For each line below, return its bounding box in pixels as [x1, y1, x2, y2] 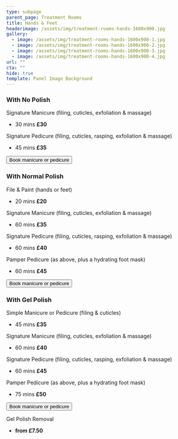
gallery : [6, 31, 28, 37]
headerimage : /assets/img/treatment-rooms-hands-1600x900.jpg [6, 25, 165, 32]
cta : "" [6, 64, 26, 71]
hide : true [6, 70, 34, 76]
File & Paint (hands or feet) [6, 186, 72, 193]
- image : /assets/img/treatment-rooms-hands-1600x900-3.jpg [11, 48, 165, 54]
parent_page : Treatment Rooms [6, 14, 82, 20]
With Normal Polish [6, 172, 64, 181]
